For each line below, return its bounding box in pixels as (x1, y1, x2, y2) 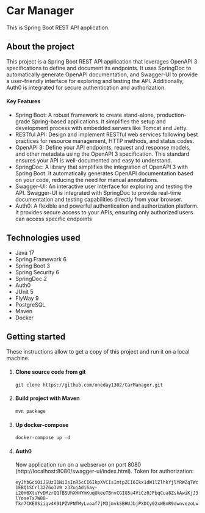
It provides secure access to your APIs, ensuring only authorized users (15, 208, 193, 216)
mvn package (15, 408, 46, 414)
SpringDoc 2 (15, 275, 47, 282)
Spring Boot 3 (15, 262, 51, 269)
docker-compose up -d (15, 435, 70, 441)
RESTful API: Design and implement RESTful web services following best (15, 131, 198, 138)
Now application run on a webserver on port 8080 (15, 461, 142, 468)
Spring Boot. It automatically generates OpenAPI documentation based (15, 169, 193, 177)
